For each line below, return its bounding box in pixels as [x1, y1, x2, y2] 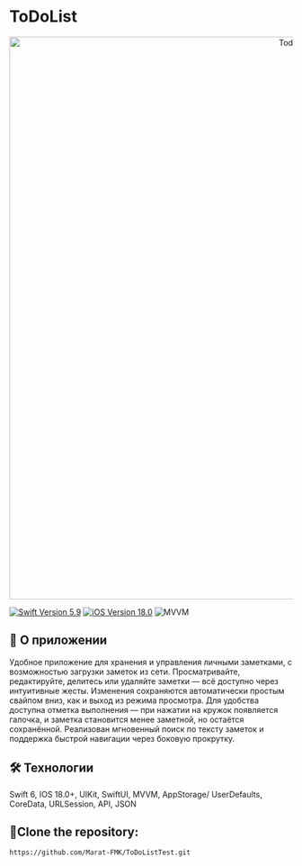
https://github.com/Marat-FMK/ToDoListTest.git [9, 848, 191, 857]
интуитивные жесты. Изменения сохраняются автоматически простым [9, 685, 285, 696]
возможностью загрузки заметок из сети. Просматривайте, [9, 666, 241, 677]
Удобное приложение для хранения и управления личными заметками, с [9, 656, 292, 667]
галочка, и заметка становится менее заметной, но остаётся [9, 714, 244, 725]
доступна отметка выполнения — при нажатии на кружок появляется [9, 704, 279, 715]
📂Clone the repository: [9, 824, 139, 839]
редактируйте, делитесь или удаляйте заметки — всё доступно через [9, 675, 279, 686]
